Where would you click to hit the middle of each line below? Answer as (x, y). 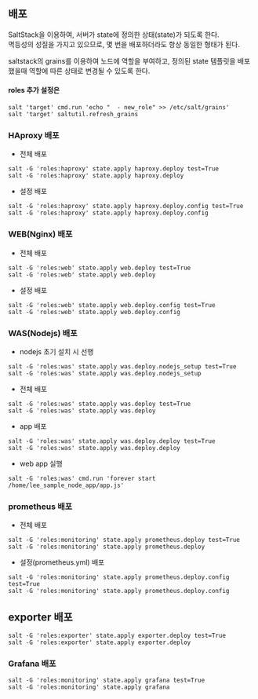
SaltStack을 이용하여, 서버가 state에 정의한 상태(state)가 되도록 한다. (114, 35)
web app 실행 (41, 463)
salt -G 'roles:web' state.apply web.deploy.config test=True (112, 305)
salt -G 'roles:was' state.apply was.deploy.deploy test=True (112, 441)
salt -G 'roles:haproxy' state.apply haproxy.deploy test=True (114, 169)
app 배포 (33, 426)
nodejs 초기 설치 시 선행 (56, 351)
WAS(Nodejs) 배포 (43, 333)
